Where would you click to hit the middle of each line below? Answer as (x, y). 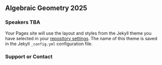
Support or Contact (29, 57)
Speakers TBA (23, 22)
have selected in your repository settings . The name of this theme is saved (81, 38)
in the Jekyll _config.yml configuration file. (49, 44)
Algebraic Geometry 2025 (46, 8)
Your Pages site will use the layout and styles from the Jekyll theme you (79, 33)
